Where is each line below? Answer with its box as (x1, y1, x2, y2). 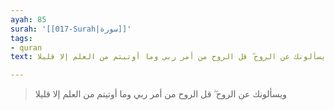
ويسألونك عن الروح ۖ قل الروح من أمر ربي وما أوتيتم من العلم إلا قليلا (34, 88, 287, 100)
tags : (10, 33, 33, 43)
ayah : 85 (10, 14, 47, 25)
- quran (10, 42, 43, 53)
